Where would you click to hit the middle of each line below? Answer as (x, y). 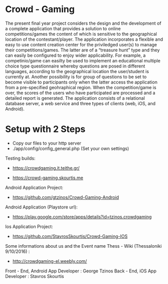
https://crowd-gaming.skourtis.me (48, 178)
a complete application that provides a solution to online (63, 28)
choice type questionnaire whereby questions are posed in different (75, 66)
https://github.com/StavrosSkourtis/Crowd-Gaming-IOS (70, 236)
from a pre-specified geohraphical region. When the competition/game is (81, 87)
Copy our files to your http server (47, 143)
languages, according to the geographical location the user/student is (77, 71)
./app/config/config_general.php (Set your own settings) (71, 148)
